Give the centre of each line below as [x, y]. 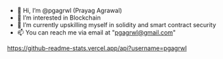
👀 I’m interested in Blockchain [59, 18]
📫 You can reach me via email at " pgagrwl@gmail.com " [96, 33]
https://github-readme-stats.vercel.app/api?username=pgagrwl [97, 48]
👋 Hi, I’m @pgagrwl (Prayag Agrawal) [69, 11]
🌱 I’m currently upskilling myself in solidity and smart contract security [116, 25]
